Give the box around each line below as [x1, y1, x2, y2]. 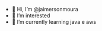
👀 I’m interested [11, 12, 50, 19]
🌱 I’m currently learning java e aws [11, 18, 97, 25]
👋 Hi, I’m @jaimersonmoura [11, 6, 78, 13]
